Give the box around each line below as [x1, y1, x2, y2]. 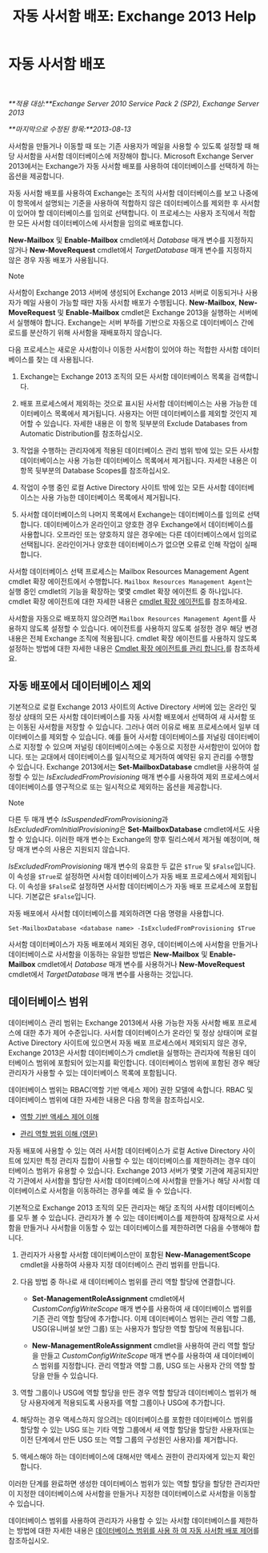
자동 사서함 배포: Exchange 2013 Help [12, 7, 257, 26]
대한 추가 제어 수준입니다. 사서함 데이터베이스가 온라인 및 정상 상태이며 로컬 [22, 1028, 258, 1037]
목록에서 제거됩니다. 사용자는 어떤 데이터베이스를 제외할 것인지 [54, 409, 250, 418]
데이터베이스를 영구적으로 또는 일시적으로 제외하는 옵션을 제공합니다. [8, 781, 222, 792]
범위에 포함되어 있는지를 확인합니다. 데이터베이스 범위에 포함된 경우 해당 [35, 1057, 261, 1068]
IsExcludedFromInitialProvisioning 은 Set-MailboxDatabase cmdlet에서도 [8, 824, 246, 834]
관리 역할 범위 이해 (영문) [19, 1128, 98, 1138]
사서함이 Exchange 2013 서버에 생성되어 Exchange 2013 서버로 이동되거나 [8, 287, 244, 297]
